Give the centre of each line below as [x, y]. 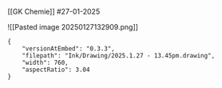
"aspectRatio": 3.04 [56, 70]
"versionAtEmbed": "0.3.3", [68, 49]
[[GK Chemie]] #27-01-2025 [54, 12]
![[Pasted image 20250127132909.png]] [73, 27]
